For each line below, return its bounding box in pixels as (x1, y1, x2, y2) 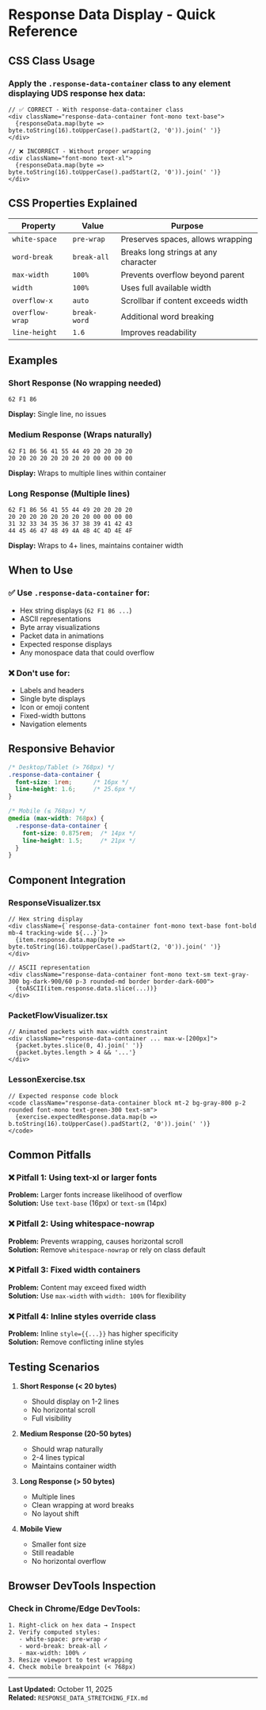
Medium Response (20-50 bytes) (19, 1428, 132, 1438)
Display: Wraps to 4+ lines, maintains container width (8, 540, 184, 550)
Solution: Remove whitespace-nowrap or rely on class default (8, 1244, 206, 1255)
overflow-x (12, 296, 53, 305)
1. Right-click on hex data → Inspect (8, 1621, 136, 1629)
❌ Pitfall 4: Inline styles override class (8, 1311, 157, 1322)
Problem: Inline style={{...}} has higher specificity (8, 1329, 179, 1339)
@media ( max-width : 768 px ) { (8, 815, 104, 823)
